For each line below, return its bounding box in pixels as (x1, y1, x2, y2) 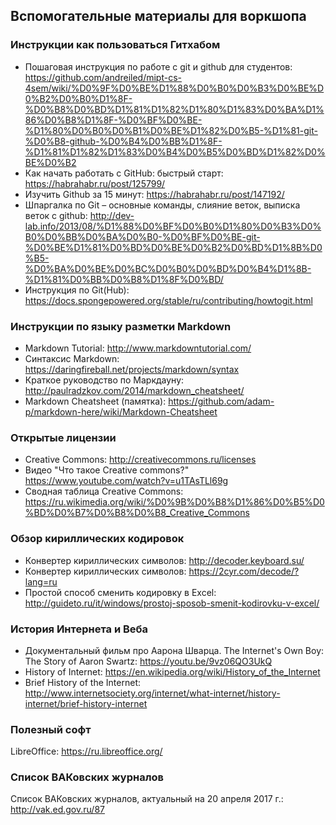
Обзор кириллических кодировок (10, 532, 185, 546)
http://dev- (89, 209, 135, 221)
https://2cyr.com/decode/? (188, 565, 300, 577)
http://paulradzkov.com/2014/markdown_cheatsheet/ (24, 384, 245, 396)
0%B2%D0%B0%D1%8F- (24, 92, 133, 104)
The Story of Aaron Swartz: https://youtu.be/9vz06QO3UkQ (24, 655, 273, 667)
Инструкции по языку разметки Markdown (10, 319, 232, 333)
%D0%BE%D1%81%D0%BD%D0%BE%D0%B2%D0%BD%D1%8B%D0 (24, 241, 323, 253)
